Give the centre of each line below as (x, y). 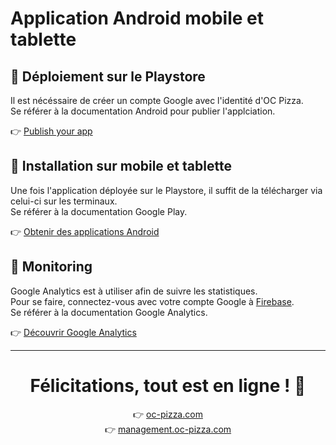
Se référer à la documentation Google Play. (99, 211)
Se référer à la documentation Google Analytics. (109, 312)
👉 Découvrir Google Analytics (73, 332)
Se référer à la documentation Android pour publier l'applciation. (143, 111)
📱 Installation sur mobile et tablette (121, 166)
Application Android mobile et (137, 18)
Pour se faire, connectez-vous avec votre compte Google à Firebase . (152, 301)
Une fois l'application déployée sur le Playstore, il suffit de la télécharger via (166, 190)
